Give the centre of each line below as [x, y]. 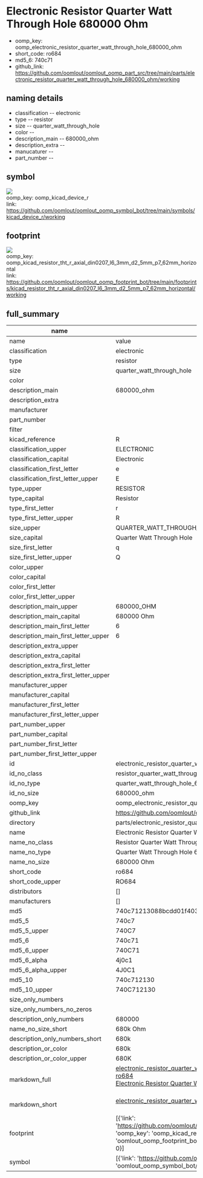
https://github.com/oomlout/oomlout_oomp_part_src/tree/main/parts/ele [105, 73]
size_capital [26, 538]
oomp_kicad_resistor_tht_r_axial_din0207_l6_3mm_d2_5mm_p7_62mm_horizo [101, 263]
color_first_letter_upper [42, 597]
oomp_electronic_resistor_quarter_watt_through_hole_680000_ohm [98, 47]
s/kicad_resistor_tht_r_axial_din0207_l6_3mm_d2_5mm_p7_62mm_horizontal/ [101, 288]
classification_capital [39, 459]
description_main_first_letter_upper [60, 636]
